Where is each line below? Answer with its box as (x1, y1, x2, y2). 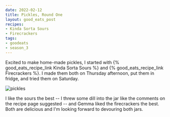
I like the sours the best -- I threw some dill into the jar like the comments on (5, 95, 165, 101)
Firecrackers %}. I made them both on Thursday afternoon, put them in (5, 70, 155, 76)
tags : (5, 36, 17, 41)
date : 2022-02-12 (5, 7, 42, 13)
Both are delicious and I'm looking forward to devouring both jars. (5, 106, 143, 112)
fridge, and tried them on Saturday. (5, 75, 79, 81)
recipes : (5, 21, 24, 27)
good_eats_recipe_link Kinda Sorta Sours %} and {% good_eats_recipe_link (5, 65, 164, 71)
